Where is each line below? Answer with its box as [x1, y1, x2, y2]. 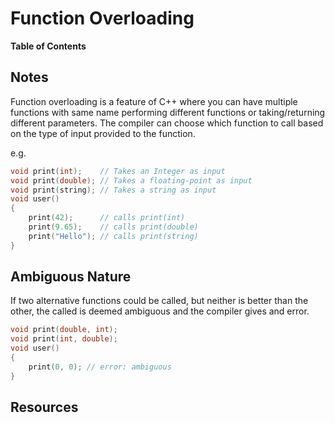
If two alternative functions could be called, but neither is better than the [10, 295, 309, 307]
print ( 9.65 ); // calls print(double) [28, 222, 199, 232]
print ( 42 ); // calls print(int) [28, 213, 186, 223]
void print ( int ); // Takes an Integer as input [10, 166, 226, 176]
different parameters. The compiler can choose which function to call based [10, 117, 324, 129]
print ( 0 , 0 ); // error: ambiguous [28, 362, 172, 372]
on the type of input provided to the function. [10, 127, 196, 139]
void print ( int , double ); [10, 334, 118, 344]
